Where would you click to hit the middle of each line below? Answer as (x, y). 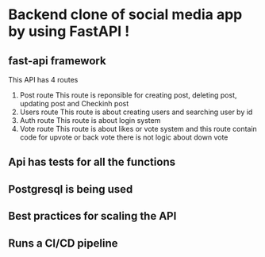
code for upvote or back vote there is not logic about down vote (124, 137)
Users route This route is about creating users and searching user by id (136, 112)
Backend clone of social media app (125, 15)
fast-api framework (57, 61)
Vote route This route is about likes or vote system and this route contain (138, 129)
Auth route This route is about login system (90, 120)
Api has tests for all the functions (92, 162)
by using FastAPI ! (69, 31)
